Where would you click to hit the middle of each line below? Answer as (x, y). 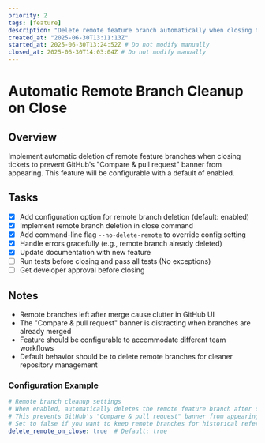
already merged (45, 332)
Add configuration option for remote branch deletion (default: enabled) (134, 216)
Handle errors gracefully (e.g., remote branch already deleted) (121, 243)
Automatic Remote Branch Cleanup (126, 91)
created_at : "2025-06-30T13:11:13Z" (68, 38)
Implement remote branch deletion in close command (106, 225)
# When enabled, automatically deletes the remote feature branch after (130, 409)
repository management (59, 365)
